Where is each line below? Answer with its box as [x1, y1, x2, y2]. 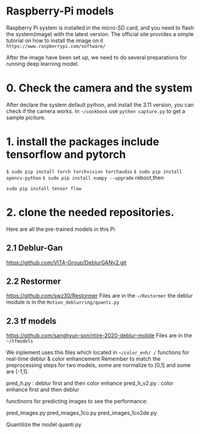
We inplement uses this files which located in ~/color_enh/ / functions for [6, 349, 190, 356]
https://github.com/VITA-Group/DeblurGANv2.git [6, 258, 127, 266]
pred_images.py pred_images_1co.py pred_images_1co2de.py [6, 409, 157, 417]
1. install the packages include [6, 135, 160, 148]
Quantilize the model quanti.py [6, 421, 82, 428]
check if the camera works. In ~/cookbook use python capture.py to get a [6, 107, 186, 115]
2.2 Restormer [6, 276, 61, 286]
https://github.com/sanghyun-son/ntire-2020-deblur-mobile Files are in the [6, 332, 193, 339]
